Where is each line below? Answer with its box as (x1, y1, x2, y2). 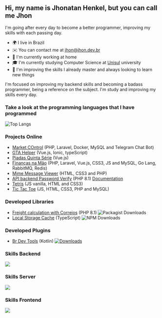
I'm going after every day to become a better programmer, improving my (5, 24, 151, 30)
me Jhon (5, 12, 32, 20)
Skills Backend (5, 250, 40, 257)
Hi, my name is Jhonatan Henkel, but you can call (5, 4, 158, 12)
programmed (5, 110, 37, 117)
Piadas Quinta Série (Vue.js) (12, 155, 69, 161)
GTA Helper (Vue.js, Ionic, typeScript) (12, 149, 88, 156)
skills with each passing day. (5, 29, 62, 36)
